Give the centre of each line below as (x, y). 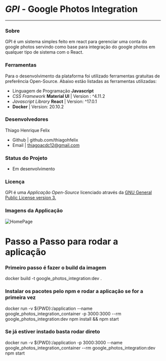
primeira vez (21, 297)
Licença (15, 182)
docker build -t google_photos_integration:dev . (54, 279)
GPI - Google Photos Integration (71, 9)
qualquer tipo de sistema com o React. (44, 52)
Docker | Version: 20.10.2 (38, 107)
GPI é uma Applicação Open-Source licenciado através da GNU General (79, 193)
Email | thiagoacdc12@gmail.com (46, 145)
